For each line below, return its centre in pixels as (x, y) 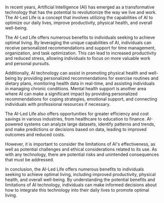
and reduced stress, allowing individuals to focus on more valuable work (78, 58)
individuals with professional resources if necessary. (58, 104)
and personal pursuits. (28, 63)
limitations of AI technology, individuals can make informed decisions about (81, 185)
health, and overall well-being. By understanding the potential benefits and (80, 179)
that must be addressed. (30, 160)
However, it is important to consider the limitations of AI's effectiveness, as (80, 144)
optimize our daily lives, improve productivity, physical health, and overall (79, 23)
